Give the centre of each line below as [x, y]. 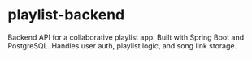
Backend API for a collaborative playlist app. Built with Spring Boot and [126, 37]
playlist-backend [66, 15]
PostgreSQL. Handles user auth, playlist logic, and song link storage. [122, 45]
